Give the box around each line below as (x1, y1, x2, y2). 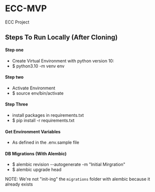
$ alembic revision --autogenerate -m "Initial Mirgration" (12, 162, 126, 168)
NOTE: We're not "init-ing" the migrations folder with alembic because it (5, 176, 150, 182)
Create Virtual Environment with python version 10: (12, 58, 115, 64)
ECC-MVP (5, 3, 47, 14)
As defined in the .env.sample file (12, 140, 79, 146)
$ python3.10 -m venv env (12, 63, 65, 69)
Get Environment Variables (5, 128, 61, 134)
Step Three (5, 101, 28, 107)
